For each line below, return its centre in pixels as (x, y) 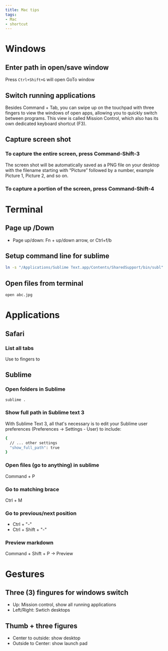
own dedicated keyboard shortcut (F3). (46, 124)
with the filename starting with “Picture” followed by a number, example (79, 170)
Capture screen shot (38, 139)
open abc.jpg (19, 295)
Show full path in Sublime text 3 (45, 412)
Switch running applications (50, 96)
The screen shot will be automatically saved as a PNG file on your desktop (82, 165)
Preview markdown (30, 543)
